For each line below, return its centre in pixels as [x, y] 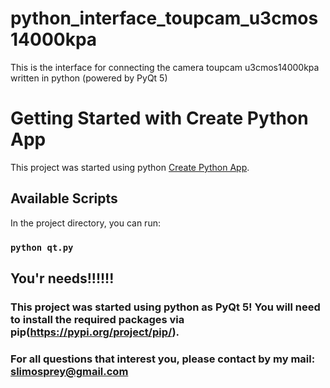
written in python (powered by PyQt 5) [89, 78]
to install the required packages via [97, 319]
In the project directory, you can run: [85, 223]
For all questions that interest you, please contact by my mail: [163, 359]
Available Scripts [64, 198]
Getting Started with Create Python [159, 118]
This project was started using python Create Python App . [130, 167]
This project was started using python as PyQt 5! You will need [165, 307]
